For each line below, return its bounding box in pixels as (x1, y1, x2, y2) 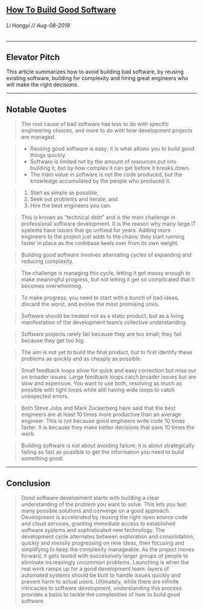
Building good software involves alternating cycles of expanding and (21, 251, 192, 258)
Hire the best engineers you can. (30, 202, 112, 209)
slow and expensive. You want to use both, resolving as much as (21, 380, 182, 387)
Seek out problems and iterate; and (30, 195, 118, 203)
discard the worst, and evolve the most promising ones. (21, 300, 160, 308)
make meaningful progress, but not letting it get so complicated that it (21, 276, 195, 283)
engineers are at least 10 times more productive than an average (21, 411, 182, 418)
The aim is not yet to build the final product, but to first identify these (21, 349, 192, 356)
